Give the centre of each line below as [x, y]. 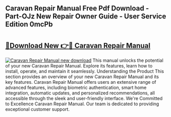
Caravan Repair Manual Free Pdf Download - [77, 8]
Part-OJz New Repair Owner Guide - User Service [86, 17]
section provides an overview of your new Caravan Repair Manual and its [82, 77]
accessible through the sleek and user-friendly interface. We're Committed [84, 98]
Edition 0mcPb [29, 24]
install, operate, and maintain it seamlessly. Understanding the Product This [85, 71]
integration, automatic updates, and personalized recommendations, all [80, 93]
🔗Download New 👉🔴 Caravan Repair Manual [78, 45]
